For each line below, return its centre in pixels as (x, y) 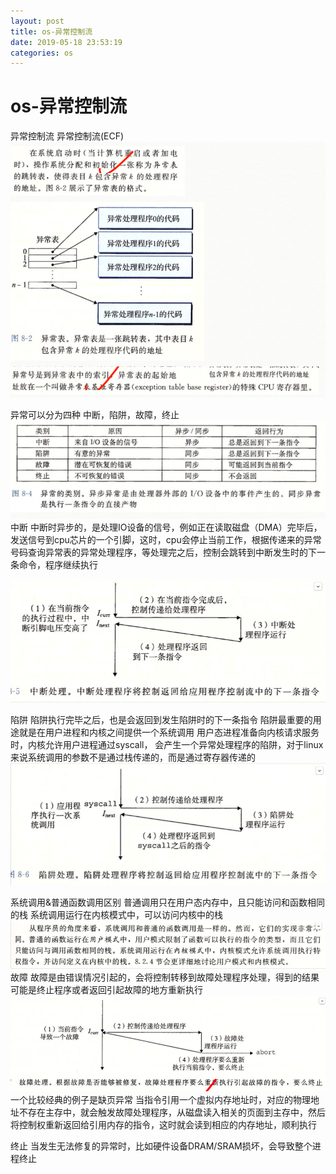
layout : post (37, 21)
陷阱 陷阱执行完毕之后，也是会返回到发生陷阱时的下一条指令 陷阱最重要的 (161, 719)
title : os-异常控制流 (51, 31)
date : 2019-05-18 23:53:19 (66, 42)
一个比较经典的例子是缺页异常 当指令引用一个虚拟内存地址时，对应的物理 (160, 1099)
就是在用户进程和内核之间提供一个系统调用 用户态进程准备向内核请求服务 (169, 732)
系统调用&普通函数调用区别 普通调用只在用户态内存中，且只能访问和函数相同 (167, 902)
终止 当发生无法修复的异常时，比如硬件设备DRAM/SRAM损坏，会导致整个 (161, 1146)
